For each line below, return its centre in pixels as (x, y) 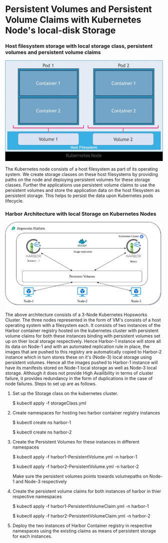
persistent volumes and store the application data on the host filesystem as (82, 190)
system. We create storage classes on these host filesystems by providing (82, 174)
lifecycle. (14, 200)
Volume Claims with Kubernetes (73, 20)
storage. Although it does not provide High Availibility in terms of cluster (79, 373)
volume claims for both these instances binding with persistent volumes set (83, 335)
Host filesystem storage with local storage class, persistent (79, 46)
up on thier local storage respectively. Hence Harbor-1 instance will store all (83, 341)
